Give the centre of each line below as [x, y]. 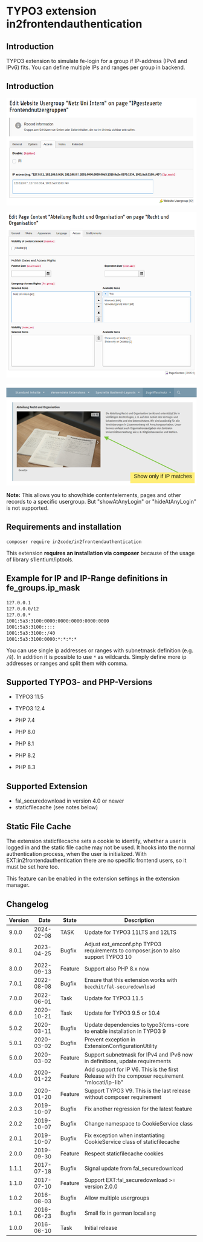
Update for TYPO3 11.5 [114, 998]
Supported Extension [47, 786]
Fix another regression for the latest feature [138, 1109]
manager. [18, 885]
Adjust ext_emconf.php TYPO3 [123, 944]
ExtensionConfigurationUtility [121, 1046]
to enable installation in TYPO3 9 [125, 1031]
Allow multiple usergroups [117, 1198]
